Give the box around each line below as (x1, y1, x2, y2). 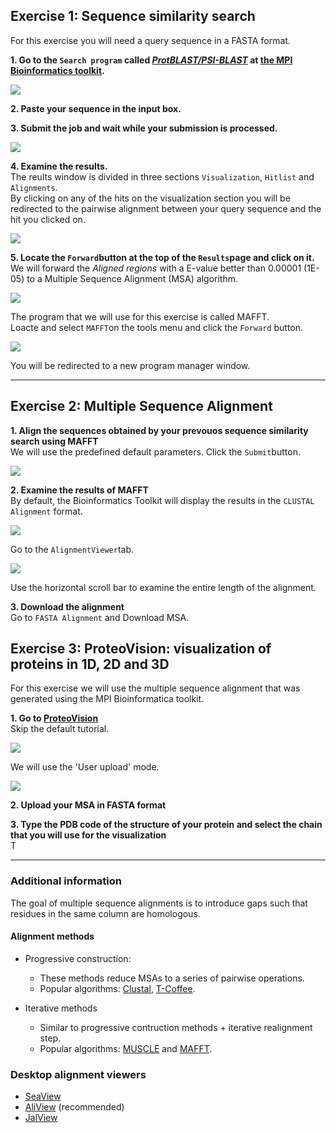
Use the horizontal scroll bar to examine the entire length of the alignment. (10, 581, 317, 593)
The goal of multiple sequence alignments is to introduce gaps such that (10, 897, 308, 909)
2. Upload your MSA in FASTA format (10, 799, 167, 811)
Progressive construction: (24, 952, 132, 964)
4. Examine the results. (10, 160, 108, 172)
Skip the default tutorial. (10, 723, 110, 735)
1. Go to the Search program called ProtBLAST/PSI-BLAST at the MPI (10, 54, 293, 66)
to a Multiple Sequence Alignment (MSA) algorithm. (26, 272, 238, 284)
